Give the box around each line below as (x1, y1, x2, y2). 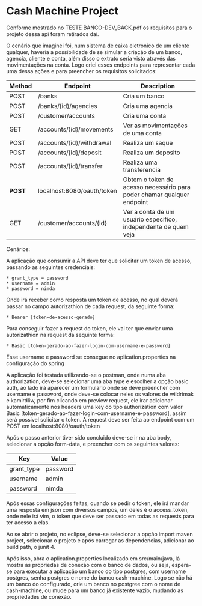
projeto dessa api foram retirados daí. (6, 30, 99, 37)
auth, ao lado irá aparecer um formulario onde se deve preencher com (6, 384, 180, 391)
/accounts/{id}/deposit (38, 148, 102, 157)
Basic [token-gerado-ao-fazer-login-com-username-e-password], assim (6, 410, 187, 417)
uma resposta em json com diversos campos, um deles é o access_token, (6, 506, 189, 513)
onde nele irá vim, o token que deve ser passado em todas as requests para (6, 512, 194, 520)
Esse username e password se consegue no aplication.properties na (6, 353, 176, 360)
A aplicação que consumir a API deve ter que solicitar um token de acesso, (6, 257, 192, 264)
